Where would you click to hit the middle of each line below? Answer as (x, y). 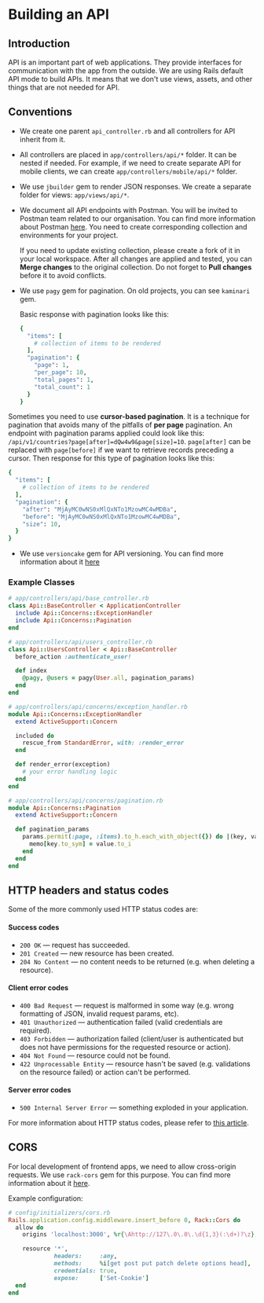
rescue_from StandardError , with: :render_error (103, 743)
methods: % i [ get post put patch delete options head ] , (152, 1264)
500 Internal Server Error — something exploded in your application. (134, 1108)
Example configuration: (46, 1198)
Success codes (34, 927)
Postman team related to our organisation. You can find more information (137, 218)
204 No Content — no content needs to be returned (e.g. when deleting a (137, 961)
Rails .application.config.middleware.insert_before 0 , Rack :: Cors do (125, 1220)
